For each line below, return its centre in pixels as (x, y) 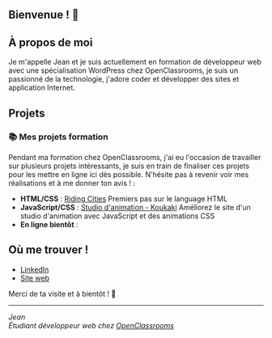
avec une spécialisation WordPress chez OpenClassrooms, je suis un (123, 70)
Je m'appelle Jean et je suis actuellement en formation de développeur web (135, 62)
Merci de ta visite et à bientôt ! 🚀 (62, 294)
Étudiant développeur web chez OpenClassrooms (91, 325)
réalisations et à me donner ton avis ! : (72, 183)
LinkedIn (34, 269)
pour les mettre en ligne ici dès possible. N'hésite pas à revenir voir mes (129, 174)
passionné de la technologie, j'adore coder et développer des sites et (124, 79)
